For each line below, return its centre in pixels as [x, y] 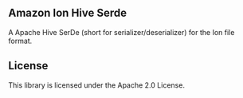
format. [20, 41]
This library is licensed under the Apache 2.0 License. [97, 85]
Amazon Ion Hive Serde [68, 13]
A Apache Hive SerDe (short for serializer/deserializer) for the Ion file [121, 32]
